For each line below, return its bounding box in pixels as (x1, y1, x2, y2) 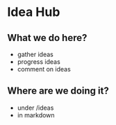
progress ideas (17, 58, 60, 66)
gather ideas (17, 50, 53, 58)
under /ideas (17, 103, 54, 112)
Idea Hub (7, 4, 60, 20)
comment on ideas (17, 65, 71, 73)
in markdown (17, 110, 55, 119)
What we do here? (7, 32, 88, 44)
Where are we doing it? (7, 85, 109, 97)
